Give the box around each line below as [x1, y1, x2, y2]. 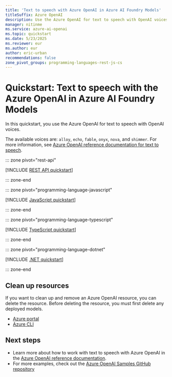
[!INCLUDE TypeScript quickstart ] [5, 227, 77, 233]
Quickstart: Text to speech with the [5, 82, 159, 94]
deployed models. [5, 306, 44, 312]
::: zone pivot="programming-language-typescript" [5, 216, 114, 223]
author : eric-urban [5, 50, 47, 55]
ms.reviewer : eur [5, 41, 42, 46]
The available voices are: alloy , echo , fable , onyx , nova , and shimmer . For [5, 136, 157, 143]
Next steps [5, 336, 41, 345]
